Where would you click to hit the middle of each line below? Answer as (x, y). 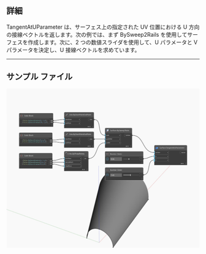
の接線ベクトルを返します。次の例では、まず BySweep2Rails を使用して (97, 34)
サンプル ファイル (40, 77)
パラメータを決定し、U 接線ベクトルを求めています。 (73, 50)
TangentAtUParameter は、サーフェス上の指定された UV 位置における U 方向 (103, 27)
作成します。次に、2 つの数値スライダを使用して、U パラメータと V (113, 42)
